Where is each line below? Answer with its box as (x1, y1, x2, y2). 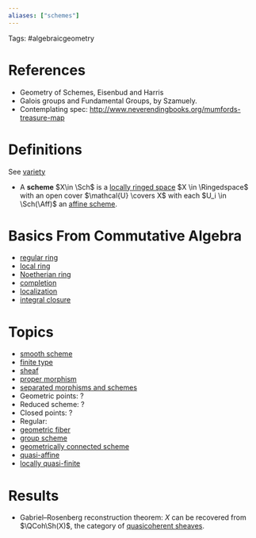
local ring (19, 261, 51, 271)
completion (19, 279, 57, 288)
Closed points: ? (19, 408, 73, 417)
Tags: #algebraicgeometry (8, 33, 95, 43)
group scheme (19, 433, 67, 443)
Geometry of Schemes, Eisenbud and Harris (19, 87, 164, 97)
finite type (19, 358, 54, 367)
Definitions (8, 140, 83, 159)
